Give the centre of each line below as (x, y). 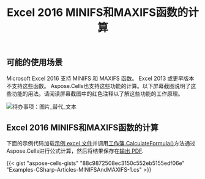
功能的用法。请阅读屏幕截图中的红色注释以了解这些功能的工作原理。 (97, 93)
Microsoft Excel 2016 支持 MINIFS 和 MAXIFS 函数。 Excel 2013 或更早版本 (100, 78)
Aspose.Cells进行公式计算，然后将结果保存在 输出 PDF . (75, 151)
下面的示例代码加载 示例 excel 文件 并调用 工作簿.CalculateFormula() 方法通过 (101, 144)
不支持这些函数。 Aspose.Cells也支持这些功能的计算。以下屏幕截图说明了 (99, 86)
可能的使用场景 (35, 63)
